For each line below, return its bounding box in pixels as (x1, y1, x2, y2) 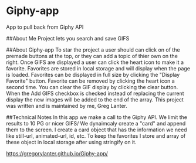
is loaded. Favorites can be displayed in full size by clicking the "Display (6, 71, 180, 78)
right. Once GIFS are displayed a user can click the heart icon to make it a (6, 59, 184, 66)
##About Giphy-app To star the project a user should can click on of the (6, 46, 180, 53)
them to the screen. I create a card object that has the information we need (6, 126, 187, 133)
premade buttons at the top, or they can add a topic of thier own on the (6, 52, 178, 59)
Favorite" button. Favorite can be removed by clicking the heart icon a (6, 77, 175, 84)
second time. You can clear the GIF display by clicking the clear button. (6, 83, 178, 90)
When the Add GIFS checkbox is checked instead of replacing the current (6, 90, 184, 97)
